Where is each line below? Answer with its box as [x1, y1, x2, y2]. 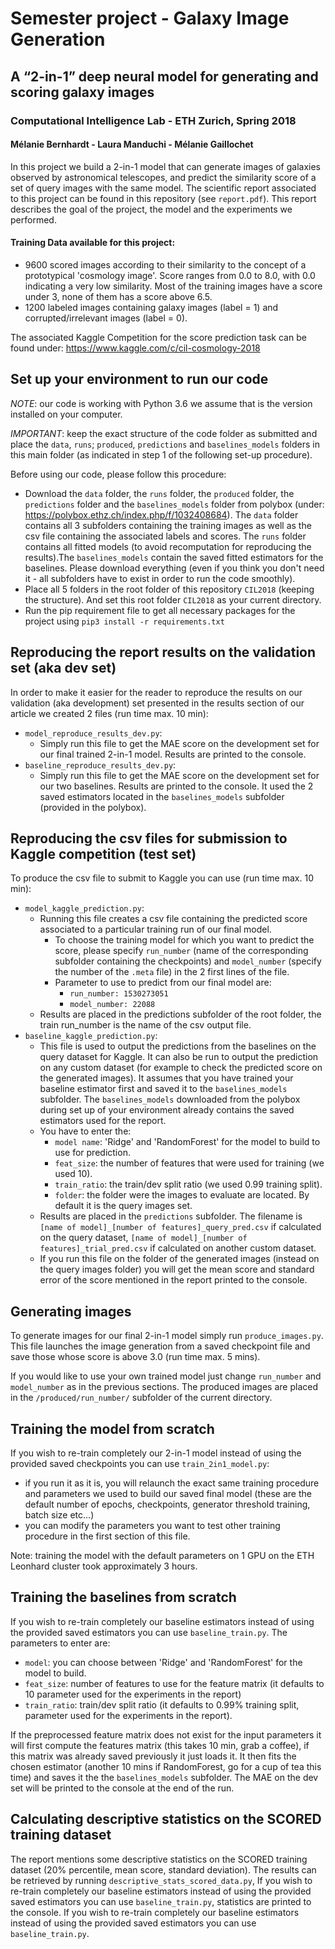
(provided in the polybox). [39, 801, 147, 813]
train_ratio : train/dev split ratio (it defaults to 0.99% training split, [24, 1698, 300, 1711]
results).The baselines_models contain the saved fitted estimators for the [24, 551, 324, 563]
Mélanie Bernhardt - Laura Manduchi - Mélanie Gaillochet [10, 138, 254, 151]
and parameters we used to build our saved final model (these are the [24, 1487, 312, 1499]
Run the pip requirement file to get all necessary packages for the [24, 604, 296, 616]
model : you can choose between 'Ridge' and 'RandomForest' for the [24, 1656, 303, 1668]
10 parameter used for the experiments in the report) [24, 1688, 242, 1700]
